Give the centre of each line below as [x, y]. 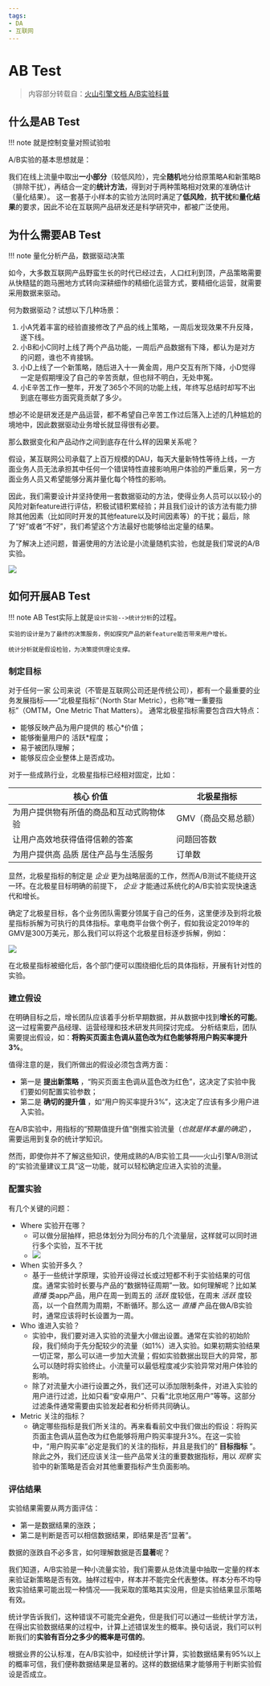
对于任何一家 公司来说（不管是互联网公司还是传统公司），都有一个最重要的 [131, 690]
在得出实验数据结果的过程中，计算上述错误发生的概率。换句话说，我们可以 [131, 1626]
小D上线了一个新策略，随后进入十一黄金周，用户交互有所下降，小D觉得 [138, 367]
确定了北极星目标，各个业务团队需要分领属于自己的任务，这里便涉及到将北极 [135, 913]
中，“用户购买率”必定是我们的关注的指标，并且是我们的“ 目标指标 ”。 [146, 1446]
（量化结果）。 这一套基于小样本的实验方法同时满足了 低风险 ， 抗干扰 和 [124, 197]
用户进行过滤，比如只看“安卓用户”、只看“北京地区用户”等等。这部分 [144, 1395]
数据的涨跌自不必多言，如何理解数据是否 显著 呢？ [89, 1552]
